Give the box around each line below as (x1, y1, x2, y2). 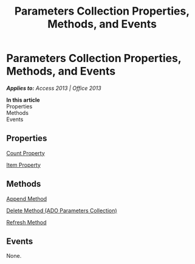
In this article (6, 96, 41, 103)
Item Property (6, 161, 41, 168)
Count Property (6, 149, 46, 156)
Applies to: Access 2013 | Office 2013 (6, 84, 101, 92)
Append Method (6, 195, 47, 202)
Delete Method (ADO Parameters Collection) (6, 207, 117, 214)
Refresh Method (6, 218, 47, 226)
